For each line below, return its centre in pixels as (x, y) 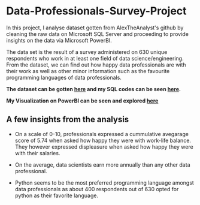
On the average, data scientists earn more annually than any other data (102, 165)
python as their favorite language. (57, 195)
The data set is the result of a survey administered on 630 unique (87, 52)
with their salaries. (37, 153)
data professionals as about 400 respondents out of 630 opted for (97, 189)
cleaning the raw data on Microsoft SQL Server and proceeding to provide (97, 34)
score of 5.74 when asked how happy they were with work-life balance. (103, 140)
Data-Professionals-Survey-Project (96, 11)
